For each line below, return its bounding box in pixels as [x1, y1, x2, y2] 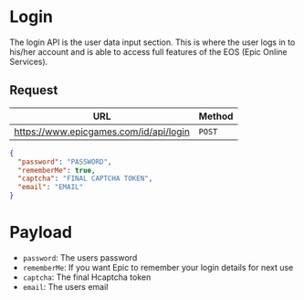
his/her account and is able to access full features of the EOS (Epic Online [9, 46, 288, 57]
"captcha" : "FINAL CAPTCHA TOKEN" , [17, 174, 153, 184]
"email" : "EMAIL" [17, 183, 84, 192]
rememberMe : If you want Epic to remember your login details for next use [22, 262, 294, 273]
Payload [9, 222, 73, 243]
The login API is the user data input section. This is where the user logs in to [9, 37, 296, 48]
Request [9, 82, 58, 98]
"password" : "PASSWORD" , [17, 157, 112, 166]
